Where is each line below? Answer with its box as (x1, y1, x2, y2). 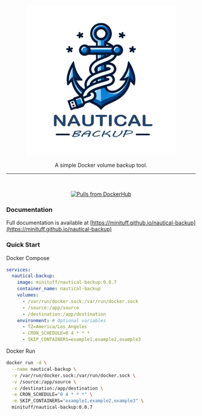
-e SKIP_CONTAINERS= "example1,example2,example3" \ (11, 398, 144, 404)
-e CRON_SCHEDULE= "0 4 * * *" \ (11, 391, 93, 398)
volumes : (17, 292, 39, 299)
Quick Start (6, 241, 40, 249)
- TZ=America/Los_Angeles (22, 324, 87, 330)
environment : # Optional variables (17, 317, 106, 323)
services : (6, 267, 31, 273)
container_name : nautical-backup (17, 286, 101, 292)
